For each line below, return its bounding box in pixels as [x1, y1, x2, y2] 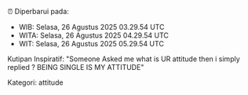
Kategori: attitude [7, 78, 64, 87]
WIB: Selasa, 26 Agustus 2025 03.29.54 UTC [18, 23, 165, 31]
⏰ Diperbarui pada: [7, 7, 70, 16]
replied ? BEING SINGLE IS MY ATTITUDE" [7, 63, 144, 71]
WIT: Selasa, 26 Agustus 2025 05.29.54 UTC [18, 39, 164, 48]
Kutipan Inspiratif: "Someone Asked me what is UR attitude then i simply [7, 54, 240, 64]
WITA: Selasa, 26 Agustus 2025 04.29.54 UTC [18, 31, 170, 40]
